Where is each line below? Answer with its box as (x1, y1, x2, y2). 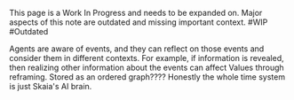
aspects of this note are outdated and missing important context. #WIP (9, 17, 268, 27)
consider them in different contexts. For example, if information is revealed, (9, 53, 284, 63)
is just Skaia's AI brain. (9, 81, 92, 91)
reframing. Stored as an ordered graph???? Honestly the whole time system (9, 72, 286, 82)
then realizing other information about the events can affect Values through (9, 62, 284, 73)
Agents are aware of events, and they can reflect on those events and (9, 43, 265, 54)
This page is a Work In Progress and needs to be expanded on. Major (9, 8, 263, 18)
